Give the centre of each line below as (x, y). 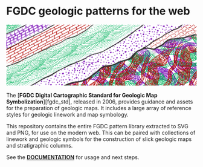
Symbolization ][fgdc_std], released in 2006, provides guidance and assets (100, 102)
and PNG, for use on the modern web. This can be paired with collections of (101, 133)
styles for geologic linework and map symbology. (67, 115)
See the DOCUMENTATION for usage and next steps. (73, 157)
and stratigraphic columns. (40, 146)
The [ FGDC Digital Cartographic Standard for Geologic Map (82, 96)
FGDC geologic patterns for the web (98, 11)
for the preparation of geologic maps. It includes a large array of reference (99, 108)
